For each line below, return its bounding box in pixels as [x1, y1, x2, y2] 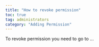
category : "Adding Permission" [5, 21, 72, 27]
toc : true [5, 12, 27, 17]
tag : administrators [5, 17, 49, 22]
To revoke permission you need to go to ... [5, 36, 94, 42]
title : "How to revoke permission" [5, 7, 81, 13]
